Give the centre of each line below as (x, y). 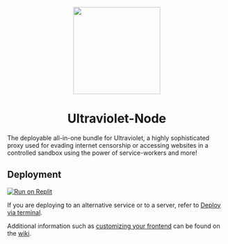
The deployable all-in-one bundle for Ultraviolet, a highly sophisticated (108, 138)
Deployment (34, 175)
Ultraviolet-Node (117, 119)
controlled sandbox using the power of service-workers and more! (102, 153)
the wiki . (19, 233)
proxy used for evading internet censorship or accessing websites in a (108, 145)
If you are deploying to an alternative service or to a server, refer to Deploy (114, 205)
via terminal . (25, 212)
